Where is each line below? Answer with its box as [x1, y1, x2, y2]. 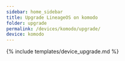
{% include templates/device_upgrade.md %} [6, 48, 119, 55]
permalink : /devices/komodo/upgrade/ [6, 25, 101, 32]
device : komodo [6, 31, 44, 37]
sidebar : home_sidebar [6, 8, 63, 15]
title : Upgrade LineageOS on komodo [6, 14, 98, 21]
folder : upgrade [6, 20, 47, 26]
